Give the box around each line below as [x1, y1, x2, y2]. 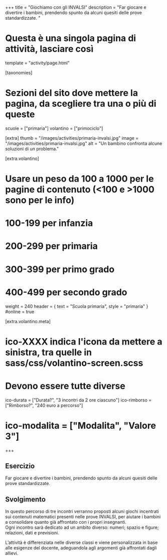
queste [5, 109, 35, 120]
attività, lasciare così [5, 43, 94, 55]
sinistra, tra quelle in [5, 347, 92, 358]
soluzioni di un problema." [5, 145, 59, 151]
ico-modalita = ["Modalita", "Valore [5, 420, 156, 431]
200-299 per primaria [5, 241, 98, 252]
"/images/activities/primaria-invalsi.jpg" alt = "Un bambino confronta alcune [5, 140, 162, 146]
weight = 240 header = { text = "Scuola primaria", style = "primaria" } [5, 303, 148, 309]
